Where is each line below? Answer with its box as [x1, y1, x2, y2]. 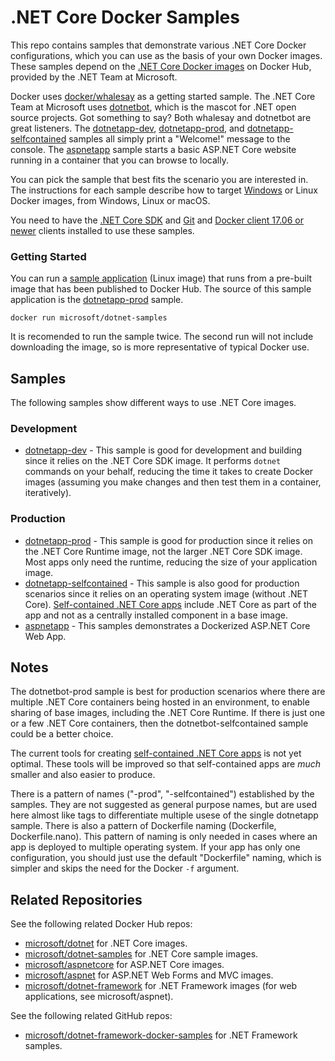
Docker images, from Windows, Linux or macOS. [10, 194, 211, 206]
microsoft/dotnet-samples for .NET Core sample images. [24, 948, 259, 960]
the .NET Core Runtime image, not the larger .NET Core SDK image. [24, 545, 303, 557]
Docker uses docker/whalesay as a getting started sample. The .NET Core [10, 90, 316, 102]
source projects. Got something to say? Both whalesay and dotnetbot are [10, 111, 312, 123]
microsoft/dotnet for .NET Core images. [24, 937, 188, 950]
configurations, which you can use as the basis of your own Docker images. [10, 49, 323, 61]
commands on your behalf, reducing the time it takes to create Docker [24, 466, 314, 478]
